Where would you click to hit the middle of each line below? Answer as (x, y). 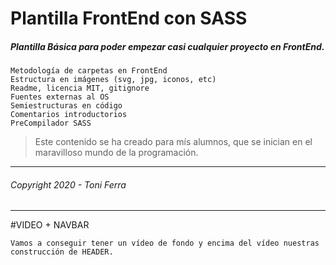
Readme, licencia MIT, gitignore (80, 88)
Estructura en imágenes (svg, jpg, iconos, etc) (113, 80)
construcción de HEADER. (62, 252)
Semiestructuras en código (66, 106)
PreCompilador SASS (51, 123)
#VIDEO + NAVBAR (50, 225)
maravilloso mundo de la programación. (116, 153)
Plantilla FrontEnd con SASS (129, 18)
